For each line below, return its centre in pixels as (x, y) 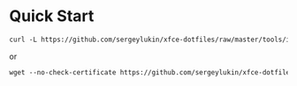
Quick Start (52, 16)
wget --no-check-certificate (63, 72)
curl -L (23, 39)
